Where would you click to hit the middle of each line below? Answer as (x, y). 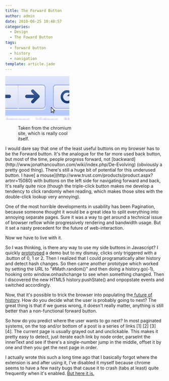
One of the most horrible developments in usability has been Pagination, (80, 206)
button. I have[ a (22, 175)
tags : (11, 43)
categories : (18, 27)
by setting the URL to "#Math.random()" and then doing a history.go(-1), (80, 269)
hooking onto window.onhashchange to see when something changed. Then (85, 275)
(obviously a (150, 165)
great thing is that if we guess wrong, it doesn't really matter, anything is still (84, 306)
